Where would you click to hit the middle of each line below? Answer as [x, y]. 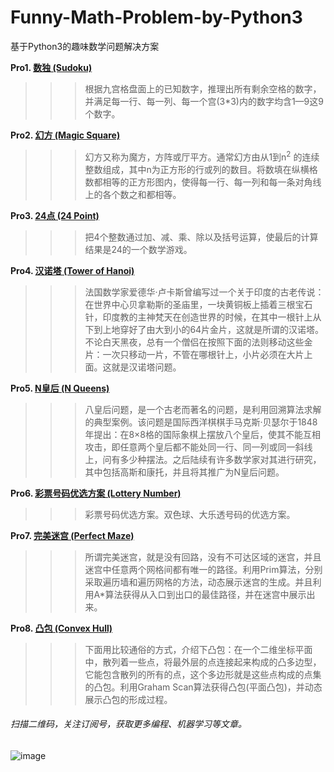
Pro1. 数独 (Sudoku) [51, 67]
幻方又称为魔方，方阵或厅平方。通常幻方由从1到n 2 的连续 [202, 156]
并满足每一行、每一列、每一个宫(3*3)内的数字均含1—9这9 [204, 101]
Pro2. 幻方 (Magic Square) [65, 135]
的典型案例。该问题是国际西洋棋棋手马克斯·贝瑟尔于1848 [201, 422]
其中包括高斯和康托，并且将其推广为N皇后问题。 [184, 472]
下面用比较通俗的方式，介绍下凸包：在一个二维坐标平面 [198, 649]
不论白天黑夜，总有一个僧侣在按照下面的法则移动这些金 [198, 342]
